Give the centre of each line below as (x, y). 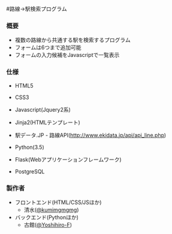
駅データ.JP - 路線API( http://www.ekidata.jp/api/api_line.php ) (90, 135)
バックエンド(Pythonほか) (47, 217)
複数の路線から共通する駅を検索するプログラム (73, 40)
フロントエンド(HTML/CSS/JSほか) (58, 202)
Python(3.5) (30, 147)
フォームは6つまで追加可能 (48, 47)
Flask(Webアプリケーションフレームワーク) (68, 159)
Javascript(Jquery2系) (43, 109)
